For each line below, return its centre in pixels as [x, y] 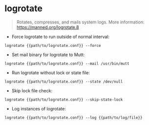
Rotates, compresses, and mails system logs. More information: [80, 22]
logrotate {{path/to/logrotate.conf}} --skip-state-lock [64, 100]
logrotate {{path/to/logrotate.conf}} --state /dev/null [64, 82]
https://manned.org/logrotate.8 [48, 27]
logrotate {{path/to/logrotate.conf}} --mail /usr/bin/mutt [67, 63]
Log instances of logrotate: [39, 108]
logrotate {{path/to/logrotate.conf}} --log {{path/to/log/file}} [74, 118]
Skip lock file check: [32, 90]
